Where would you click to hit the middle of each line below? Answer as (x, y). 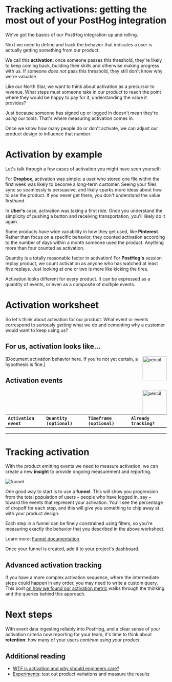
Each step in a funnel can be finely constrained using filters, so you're (79, 523)
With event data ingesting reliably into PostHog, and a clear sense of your (83, 629)
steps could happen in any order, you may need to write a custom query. (82, 583)
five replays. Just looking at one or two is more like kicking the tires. (77, 269)
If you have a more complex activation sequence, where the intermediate (82, 578)
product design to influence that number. (48, 134)
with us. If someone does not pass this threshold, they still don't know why (84, 71)
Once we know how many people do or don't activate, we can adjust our (82, 128)
